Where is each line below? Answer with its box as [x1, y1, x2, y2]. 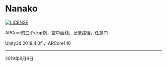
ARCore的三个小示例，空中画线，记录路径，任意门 [5, 29, 108, 35]
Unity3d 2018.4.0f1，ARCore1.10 [5, 40, 71, 46]
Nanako [5, 3, 38, 14]
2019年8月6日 [5, 55, 34, 61]
